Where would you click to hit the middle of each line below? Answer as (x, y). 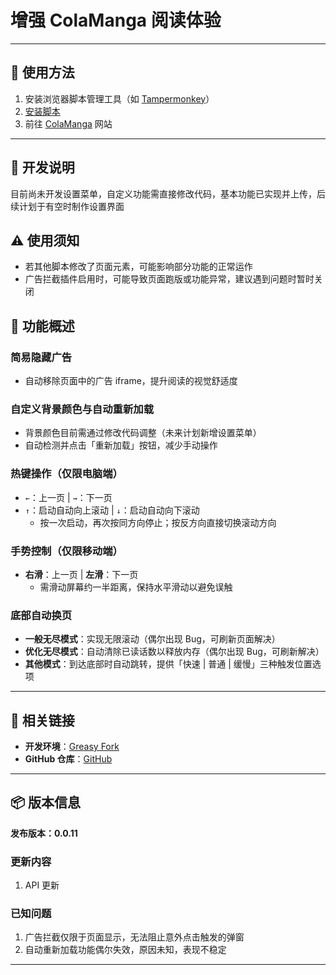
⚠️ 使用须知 (45, 240)
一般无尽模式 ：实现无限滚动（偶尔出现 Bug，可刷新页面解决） (152, 639)
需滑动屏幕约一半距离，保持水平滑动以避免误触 (136, 587)
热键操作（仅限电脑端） (66, 474)
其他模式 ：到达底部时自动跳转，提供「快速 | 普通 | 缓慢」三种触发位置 (168, 664)
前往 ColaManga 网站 (68, 123)
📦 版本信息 (46, 802)
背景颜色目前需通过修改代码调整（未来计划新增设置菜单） (143, 433)
